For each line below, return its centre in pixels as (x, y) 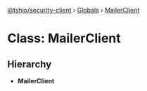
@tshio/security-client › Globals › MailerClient (73, 10)
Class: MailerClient (64, 38)
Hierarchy (30, 64)
